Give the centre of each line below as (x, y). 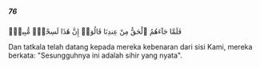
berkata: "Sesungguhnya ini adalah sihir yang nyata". (95, 55)
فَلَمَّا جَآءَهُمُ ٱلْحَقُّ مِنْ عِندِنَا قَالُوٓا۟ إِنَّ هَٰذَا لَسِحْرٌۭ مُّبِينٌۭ (95, 31)
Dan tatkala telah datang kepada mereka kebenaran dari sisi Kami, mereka (130, 46)
